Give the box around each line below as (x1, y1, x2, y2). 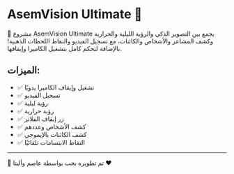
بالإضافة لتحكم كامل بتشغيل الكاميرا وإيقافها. (7, 44, 122, 52)
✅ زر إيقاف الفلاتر (17, 115, 64, 123)
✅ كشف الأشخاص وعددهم (17, 122, 86, 131)
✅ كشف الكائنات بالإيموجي (17, 130, 87, 138)
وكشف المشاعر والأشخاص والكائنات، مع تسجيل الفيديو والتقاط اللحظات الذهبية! (7, 36, 214, 45)
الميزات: (7, 64, 40, 76)
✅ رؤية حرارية (17, 106, 54, 115)
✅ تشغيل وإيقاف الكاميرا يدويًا (17, 83, 95, 92)
